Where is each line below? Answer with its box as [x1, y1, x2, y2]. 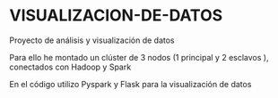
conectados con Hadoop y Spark [9, 61, 132, 72]
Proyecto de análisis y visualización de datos [9, 35, 175, 45]
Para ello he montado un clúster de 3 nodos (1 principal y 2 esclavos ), [9, 52, 269, 62]
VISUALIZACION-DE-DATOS [9, 5, 223, 26]
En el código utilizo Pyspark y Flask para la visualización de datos [9, 78, 252, 89]
